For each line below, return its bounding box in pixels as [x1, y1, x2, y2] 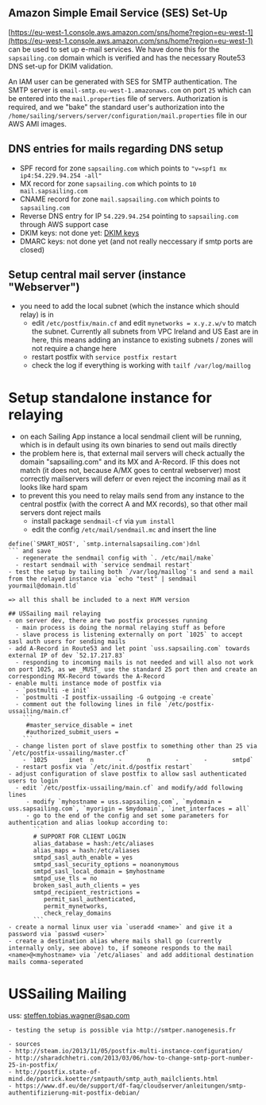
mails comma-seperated [8, 959, 83, 966]
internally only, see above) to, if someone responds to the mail [8, 944, 233, 952]
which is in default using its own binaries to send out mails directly [19, 440, 237, 450]
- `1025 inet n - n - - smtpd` [22, 756, 254, 764]
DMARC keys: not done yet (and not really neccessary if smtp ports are [19, 236, 253, 246]
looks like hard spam [19, 482, 88, 492]
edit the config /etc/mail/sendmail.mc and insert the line [31, 525, 217, 534]
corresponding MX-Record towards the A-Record [8, 673, 165, 681]
